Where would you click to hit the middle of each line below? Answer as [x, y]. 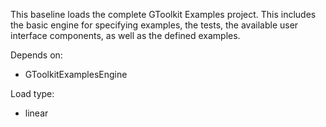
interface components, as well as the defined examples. [125, 35]
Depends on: [36, 55]
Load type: [32, 93]
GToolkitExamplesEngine [76, 74]
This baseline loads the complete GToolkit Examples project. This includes [163, 14]
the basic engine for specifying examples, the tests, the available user [154, 25]
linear [36, 113]
